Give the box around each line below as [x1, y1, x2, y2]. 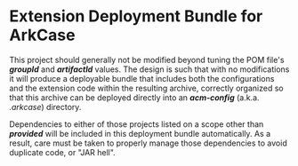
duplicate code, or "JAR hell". [9, 146, 116, 157]
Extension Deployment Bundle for [9, 6, 263, 27]
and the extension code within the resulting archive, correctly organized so [9, 83, 284, 93]
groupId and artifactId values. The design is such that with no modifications [9, 64, 290, 75]
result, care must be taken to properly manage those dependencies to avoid [9, 138, 287, 148]
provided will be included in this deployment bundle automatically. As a [9, 128, 271, 138]
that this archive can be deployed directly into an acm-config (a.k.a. [9, 91, 260, 103]
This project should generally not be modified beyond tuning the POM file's [9, 54, 285, 65]
